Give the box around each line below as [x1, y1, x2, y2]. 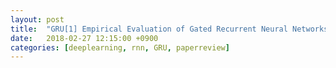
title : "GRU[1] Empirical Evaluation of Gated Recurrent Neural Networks [10, 24, 329, 34]
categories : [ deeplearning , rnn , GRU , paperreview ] [10, 42, 230, 53]
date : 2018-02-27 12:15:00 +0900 [10, 33, 159, 43]
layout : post [10, 14, 65, 25]
